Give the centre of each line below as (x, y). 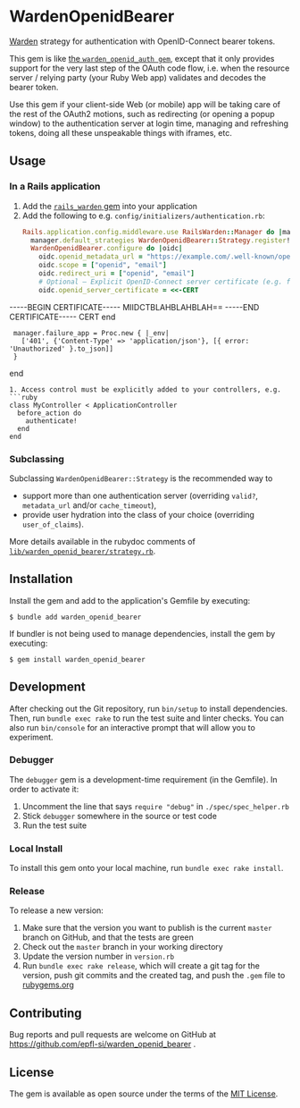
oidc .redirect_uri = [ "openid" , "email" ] (117, 274)
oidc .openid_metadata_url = (91, 257)
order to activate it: (44, 789)
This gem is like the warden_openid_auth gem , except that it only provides (142, 58)
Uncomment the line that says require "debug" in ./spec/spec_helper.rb (156, 806)
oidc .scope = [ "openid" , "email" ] (103, 266)
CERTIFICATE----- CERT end (62, 317)
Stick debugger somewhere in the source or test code (119, 816)
